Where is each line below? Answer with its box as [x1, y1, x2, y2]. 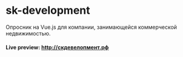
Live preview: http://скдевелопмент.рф [5, 43, 109, 51]
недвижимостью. [5, 29, 51, 37]
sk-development [5, 4, 90, 17]
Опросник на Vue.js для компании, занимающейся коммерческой [5, 23, 177, 31]
